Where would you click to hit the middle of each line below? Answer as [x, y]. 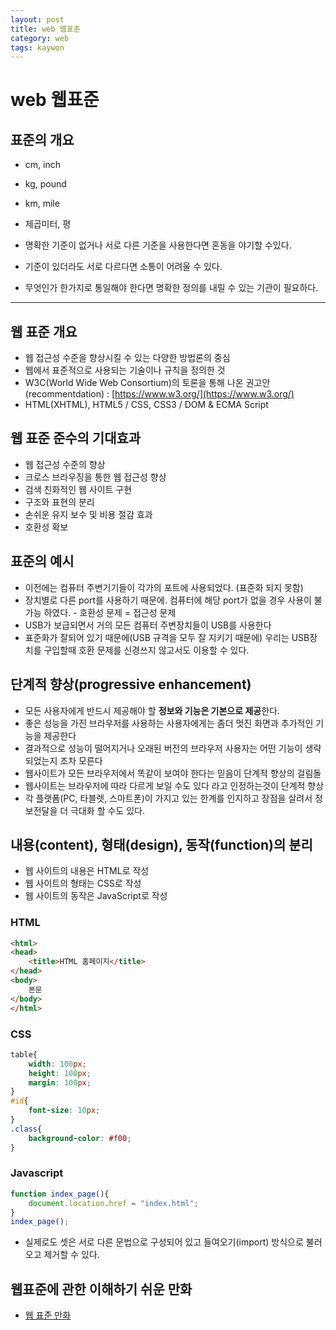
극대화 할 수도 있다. [107, 810]
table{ [24, 1054]
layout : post [37, 19]
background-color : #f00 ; [80, 1138]
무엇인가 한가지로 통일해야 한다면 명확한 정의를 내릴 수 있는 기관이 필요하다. [171, 288]
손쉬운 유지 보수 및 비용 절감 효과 [88, 514]
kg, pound [45, 184]
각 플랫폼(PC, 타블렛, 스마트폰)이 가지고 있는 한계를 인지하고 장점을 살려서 [168, 798]
